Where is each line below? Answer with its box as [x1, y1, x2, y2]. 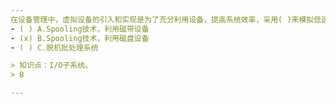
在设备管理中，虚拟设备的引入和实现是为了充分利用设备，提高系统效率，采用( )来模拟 [10, 14, 315, 25]
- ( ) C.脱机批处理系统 [10, 42, 99, 53]
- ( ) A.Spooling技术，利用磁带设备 [10, 24, 150, 34]
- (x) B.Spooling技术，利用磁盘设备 [10, 33, 150, 43]
